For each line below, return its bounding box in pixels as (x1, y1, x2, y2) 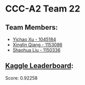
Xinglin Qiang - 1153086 (12, 42, 63, 48)
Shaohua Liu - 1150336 (12, 47, 61, 53)
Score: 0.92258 (5, 75, 38, 81)
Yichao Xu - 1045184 (12, 36, 57, 42)
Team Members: (5, 23, 58, 32)
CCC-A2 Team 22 (5, 3, 80, 15)
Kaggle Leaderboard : (5, 61, 74, 70)
